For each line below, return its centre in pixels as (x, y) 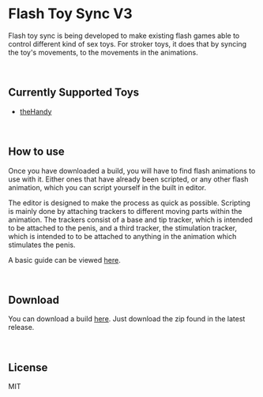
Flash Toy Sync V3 (70, 14)
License (28, 367)
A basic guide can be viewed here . (64, 260)
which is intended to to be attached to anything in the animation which (122, 236)
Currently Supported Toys (74, 93)
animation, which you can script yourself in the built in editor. (107, 187)
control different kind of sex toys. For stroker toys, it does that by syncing (128, 43)
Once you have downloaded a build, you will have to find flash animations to (132, 170)
